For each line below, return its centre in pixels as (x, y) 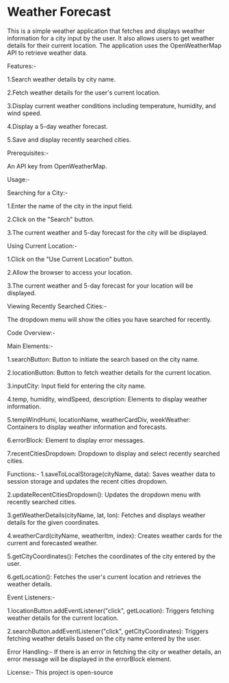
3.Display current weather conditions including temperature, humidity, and (112, 105)
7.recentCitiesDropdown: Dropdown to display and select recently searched (113, 454)
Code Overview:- (31, 332)
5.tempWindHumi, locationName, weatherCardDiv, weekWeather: (99, 419)
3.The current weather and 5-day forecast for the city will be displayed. (108, 232)
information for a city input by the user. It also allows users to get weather (111, 38)
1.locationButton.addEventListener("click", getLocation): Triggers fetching (110, 610)
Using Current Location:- (42, 246)
